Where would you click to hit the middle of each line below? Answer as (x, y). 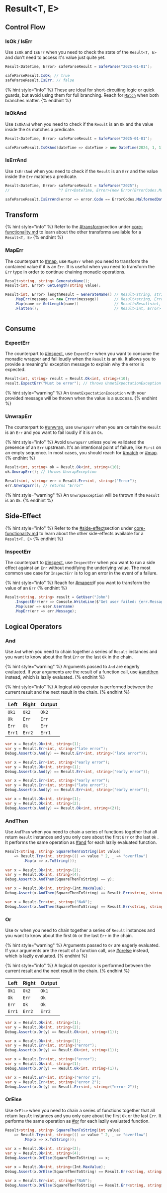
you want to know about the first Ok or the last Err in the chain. (69, 935)
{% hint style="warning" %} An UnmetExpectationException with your (76, 393)
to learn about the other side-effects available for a (91, 533)
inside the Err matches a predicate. (42, 176)
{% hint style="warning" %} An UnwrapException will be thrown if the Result (83, 495)
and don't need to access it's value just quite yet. (55, 57)
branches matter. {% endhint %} (38, 100)
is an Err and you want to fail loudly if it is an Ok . (54, 432)
